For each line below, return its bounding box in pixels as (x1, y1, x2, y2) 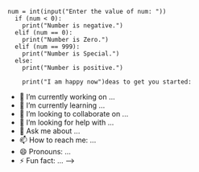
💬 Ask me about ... (19, 126, 81, 136)
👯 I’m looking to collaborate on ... (19, 109, 129, 118)
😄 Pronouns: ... (19, 147, 72, 156)
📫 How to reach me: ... (19, 135, 97, 145)
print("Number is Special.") (22, 50, 120, 58)
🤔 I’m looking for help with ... (19, 117, 114, 127)
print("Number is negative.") (22, 22, 124, 30)
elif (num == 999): (15, 43, 81, 51)
